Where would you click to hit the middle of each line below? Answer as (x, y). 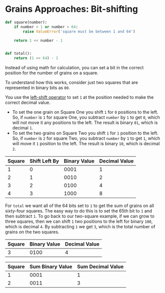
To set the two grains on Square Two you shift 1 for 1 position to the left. (85, 133)
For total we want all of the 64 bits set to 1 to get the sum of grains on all (80, 206)
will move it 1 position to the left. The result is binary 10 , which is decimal (86, 144)
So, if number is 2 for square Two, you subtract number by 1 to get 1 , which (86, 138)
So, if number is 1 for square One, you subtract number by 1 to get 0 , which (86, 118)
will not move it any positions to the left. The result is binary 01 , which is (85, 123)
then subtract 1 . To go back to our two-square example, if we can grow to (80, 216)
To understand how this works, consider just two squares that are (72, 83)
